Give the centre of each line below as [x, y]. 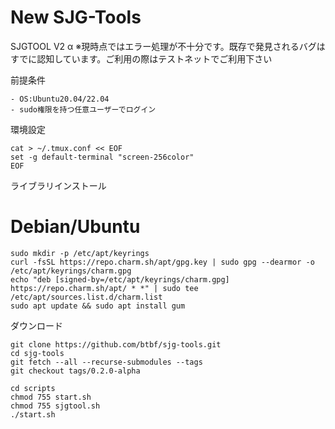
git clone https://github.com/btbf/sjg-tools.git [116, 344]
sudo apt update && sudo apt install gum [98, 306]
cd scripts [33, 388]
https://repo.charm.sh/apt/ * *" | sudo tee [104, 288]
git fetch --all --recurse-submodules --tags [106, 362]
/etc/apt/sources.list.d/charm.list [86, 297]
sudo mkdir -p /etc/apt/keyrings [80, 253]
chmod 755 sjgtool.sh [55, 406]
